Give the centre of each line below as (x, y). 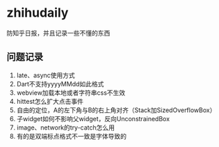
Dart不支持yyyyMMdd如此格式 (60, 84)
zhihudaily (38, 13)
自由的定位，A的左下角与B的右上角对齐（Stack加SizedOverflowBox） (116, 110)
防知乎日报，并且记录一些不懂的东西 (58, 33)
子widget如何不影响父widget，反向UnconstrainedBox (93, 118)
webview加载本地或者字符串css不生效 (71, 93)
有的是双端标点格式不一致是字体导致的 (71, 136)
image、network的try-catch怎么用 (66, 127)
